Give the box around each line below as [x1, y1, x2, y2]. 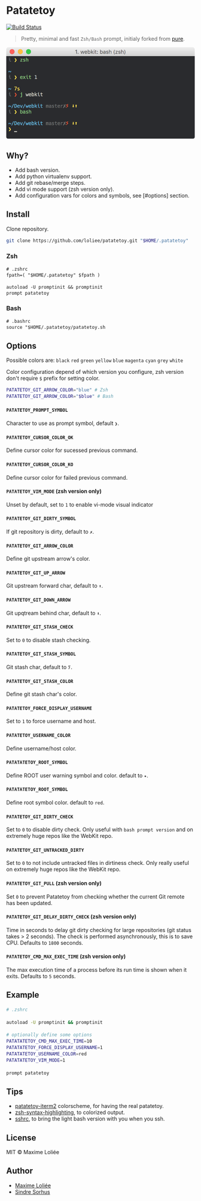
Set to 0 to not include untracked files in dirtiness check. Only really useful [6, 859, 190, 867]
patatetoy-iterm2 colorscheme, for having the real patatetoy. [14, 1103, 165, 1110]
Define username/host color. [6, 745, 77, 752]
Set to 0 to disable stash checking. [6, 636, 91, 643]
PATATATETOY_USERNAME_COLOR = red [6, 1051, 87, 1057]
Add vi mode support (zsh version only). [14, 185, 115, 193]
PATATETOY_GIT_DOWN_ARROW [6, 597, 71, 603]
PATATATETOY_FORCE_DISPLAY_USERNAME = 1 [6, 1045, 103, 1051]
